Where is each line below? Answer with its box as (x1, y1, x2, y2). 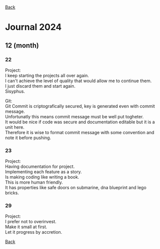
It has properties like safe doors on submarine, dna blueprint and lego (5, 185, 147, 191)
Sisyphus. (5, 88, 26, 94)
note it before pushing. (5, 135, 51, 141)
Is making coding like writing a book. (5, 174, 80, 180)
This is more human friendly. (5, 179, 63, 185)
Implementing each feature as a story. (5, 169, 82, 175)
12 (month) (5, 41, 39, 50)
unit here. (5, 124, 25, 130)
